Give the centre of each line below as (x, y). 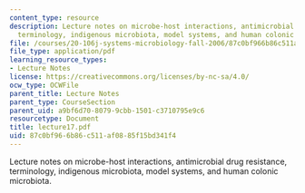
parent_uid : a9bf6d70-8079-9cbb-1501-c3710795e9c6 (107, 111)
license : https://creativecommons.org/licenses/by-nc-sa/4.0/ (129, 77)
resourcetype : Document (54, 119)
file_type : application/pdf (63, 52)
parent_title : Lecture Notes (64, 93)
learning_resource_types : (58, 60)
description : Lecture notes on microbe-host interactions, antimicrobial (152, 26)
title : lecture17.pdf (50, 128)
